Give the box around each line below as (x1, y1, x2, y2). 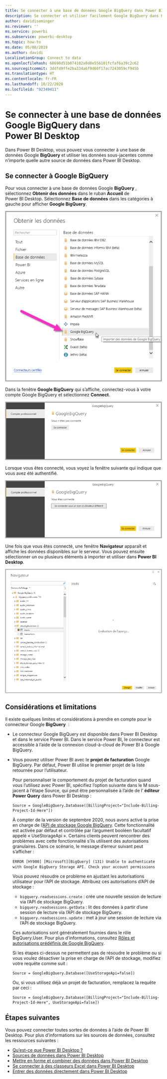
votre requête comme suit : (12, 960, 68, 966)
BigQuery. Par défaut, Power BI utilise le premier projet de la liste (12, 762, 145, 768)
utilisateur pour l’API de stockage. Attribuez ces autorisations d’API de (12, 878, 155, 885)
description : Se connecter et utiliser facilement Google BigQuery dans (5, 13, 159, 18)
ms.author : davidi (5, 50, 43, 55)
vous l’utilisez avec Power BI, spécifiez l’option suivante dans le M (12, 782, 148, 788)
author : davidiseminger (5, 18, 55, 23)
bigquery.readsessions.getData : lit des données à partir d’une (19, 904, 148, 910)
